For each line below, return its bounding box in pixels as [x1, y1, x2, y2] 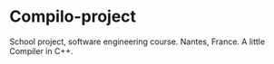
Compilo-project [9, 6, 137, 27]
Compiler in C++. [9, 45, 73, 56]
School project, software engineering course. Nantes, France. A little [9, 36, 266, 47]
